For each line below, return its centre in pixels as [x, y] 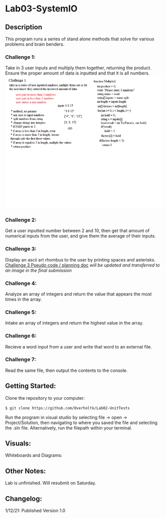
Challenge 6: [21, 336]
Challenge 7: [21, 359]
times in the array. [24, 299]
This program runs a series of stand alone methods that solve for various [80, 39]
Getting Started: [31, 386]
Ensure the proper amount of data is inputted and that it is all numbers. [78, 73]
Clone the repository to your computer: [45, 398]
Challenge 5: [21, 312]
